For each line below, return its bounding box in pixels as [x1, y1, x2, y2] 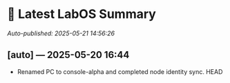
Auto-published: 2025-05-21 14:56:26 [7, 29, 115, 37]
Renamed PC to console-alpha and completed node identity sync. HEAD [17, 67, 223, 75]
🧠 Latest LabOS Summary [7, 6, 157, 22]
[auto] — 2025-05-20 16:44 [7, 49, 130, 61]
